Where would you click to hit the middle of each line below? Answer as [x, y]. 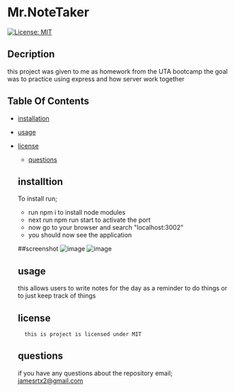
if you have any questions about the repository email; [95, 373]
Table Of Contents [48, 101]
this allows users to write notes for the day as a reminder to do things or [122, 289]
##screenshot [38, 249]
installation [33, 118]
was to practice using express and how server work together [96, 79]
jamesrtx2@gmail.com [50, 381]
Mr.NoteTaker [48, 12]
